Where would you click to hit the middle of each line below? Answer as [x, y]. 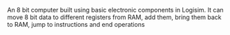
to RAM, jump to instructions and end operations [76, 24]
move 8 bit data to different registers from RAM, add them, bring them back [115, 17]
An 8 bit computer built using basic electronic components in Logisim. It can [115, 10]
